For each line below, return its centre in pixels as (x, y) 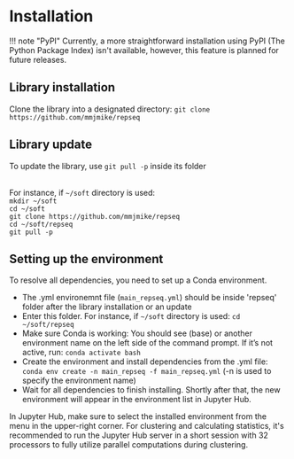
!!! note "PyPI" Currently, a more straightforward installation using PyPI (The (147, 41)
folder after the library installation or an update (107, 307)
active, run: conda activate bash (81, 353)
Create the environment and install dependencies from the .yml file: (145, 362)
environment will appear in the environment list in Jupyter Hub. (137, 400)
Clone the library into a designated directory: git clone (110, 109)
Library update (51, 145)
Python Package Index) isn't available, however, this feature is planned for (144, 50)
